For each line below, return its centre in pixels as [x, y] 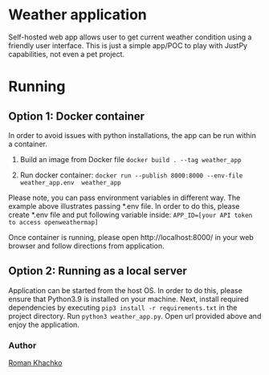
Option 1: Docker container [77, 116]
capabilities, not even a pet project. [67, 54]
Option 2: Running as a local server [98, 271]
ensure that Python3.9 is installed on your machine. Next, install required [128, 299]
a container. [28, 144]
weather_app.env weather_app [71, 182]
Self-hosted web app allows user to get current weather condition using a [130, 37]
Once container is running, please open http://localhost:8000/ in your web [131, 237]
